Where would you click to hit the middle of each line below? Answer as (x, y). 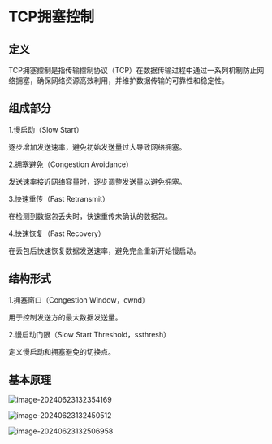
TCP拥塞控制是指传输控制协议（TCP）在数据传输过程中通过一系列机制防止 (133, 70)
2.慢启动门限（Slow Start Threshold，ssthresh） (90, 334)
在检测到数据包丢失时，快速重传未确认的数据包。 (90, 215)
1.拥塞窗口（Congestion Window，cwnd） (79, 300)
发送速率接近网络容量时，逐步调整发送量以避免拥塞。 (97, 181)
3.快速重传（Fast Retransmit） (59, 198)
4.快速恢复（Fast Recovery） (57, 233)
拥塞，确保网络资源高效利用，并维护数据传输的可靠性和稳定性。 (122, 81)
